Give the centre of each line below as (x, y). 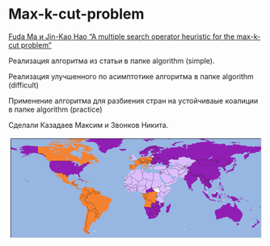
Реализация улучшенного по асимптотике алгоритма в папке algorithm (131, 76)
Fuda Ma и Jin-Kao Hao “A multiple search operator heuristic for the (122, 36)
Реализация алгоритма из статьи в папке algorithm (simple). (112, 61)
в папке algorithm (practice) (55, 109)
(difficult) (23, 85)
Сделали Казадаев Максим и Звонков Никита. (89, 125)
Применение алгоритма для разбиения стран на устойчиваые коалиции (133, 100)
